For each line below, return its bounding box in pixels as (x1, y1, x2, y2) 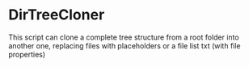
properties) (8, 49, 46, 59)
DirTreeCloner (8, 6, 105, 24)
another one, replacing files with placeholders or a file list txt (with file (8, 40, 241, 50)
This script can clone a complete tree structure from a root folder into (8, 32, 240, 42)
